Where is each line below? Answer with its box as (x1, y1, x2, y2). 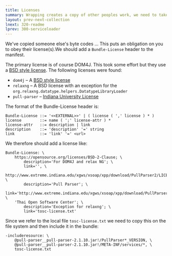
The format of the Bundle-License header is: (5, 103, 99, 109)
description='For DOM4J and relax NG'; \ (24, 159, 114, 164)
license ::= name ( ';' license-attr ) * (5, 118, 111, 123)
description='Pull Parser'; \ (24, 182, 88, 187)
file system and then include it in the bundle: (5, 223, 99, 229)
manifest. (5, 52, 25, 58)
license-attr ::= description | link (5, 122, 91, 127)
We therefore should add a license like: (5, 140, 88, 147)
